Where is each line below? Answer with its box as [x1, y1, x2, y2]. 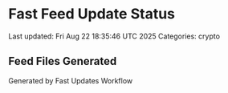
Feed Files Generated [8, 55, 117, 68]
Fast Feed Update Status [8, 5, 175, 23]
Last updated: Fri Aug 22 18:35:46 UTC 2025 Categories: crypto [8, 31, 221, 41]
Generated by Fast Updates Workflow [8, 75, 133, 85]
